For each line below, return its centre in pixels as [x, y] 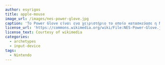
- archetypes [23, 42]
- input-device [25, 46]
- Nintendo [21, 55]
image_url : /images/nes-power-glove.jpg [47, 19]
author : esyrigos [23, 10]
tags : [11, 50]
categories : [17, 37]
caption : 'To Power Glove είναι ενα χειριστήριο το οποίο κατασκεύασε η [81, 23]
